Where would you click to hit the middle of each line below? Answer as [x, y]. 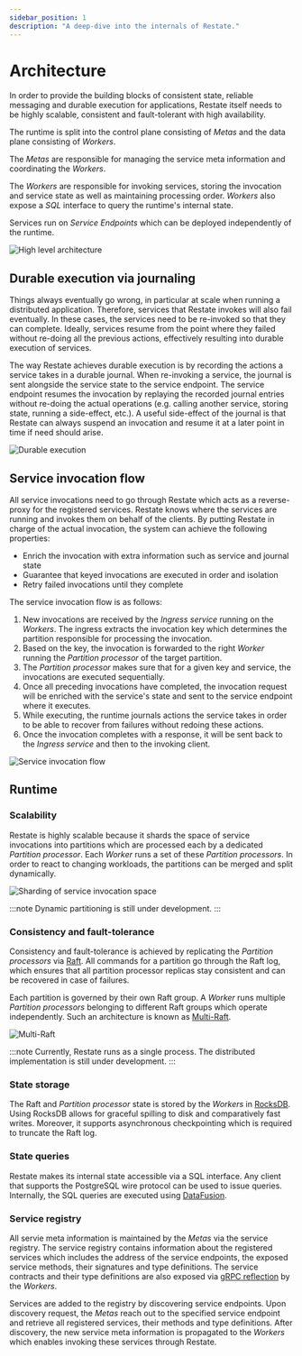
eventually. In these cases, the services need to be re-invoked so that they [148, 319]
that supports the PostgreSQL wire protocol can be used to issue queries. [146, 1186]
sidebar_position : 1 [48, 18]
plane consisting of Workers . [63, 142]
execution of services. [50, 348]
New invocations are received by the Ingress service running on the [148, 619]
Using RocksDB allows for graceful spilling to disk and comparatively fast [145, 1113]
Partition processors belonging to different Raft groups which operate [138, 1007]
